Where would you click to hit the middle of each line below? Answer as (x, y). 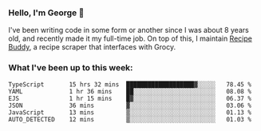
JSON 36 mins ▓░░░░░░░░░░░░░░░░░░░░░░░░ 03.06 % (130, 105)
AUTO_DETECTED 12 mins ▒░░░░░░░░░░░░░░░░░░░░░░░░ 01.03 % (130, 119)
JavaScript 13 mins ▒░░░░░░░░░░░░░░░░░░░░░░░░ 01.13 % (130, 112)
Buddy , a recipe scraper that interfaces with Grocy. (92, 47)
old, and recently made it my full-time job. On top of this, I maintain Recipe (130, 38)
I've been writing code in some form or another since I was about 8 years (129, 30)
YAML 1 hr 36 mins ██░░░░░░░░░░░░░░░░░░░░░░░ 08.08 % (130, 91)
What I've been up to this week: (71, 68)
